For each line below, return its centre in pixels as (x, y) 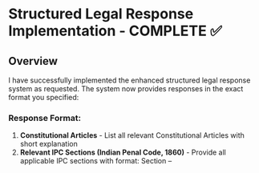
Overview (33, 61)
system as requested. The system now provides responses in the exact (126, 89)
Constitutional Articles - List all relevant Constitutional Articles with (132, 135)
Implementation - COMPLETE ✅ (115, 31)
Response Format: (45, 118)
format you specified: (44, 97)
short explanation (49, 144)
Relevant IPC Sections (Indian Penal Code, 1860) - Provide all (123, 152)
